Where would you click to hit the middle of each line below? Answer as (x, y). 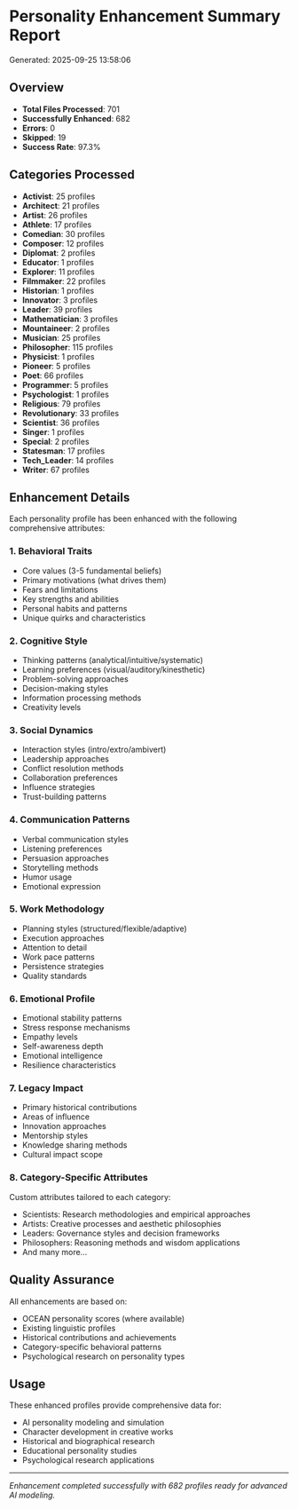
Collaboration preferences (70, 778)
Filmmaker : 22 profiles (64, 280)
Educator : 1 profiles (58, 262)
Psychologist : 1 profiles (65, 394)
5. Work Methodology (57, 909)
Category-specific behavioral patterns (92, 1347)
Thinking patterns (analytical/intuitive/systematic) (113, 660)
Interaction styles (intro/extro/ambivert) (94, 750)
